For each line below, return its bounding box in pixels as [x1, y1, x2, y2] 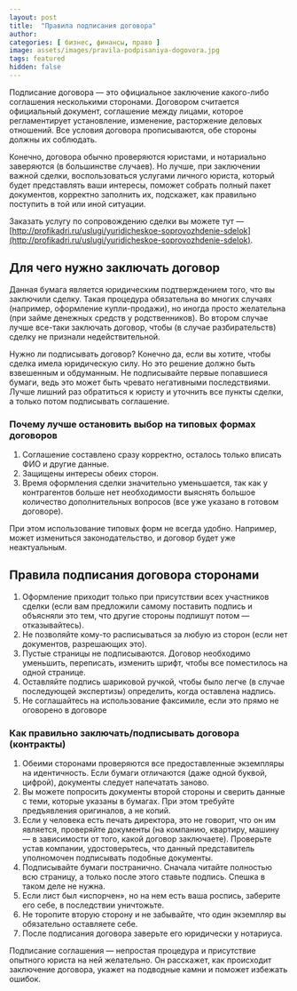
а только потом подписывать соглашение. [9, 396, 170, 406]
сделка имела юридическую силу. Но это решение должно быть [9, 357, 255, 369]
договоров [9, 428, 58, 441]
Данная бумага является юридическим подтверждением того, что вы [9, 284, 276, 294]
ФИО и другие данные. [21, 459, 109, 469]
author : [9, 29, 38, 38]
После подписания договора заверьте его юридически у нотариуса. [21, 928, 283, 939]
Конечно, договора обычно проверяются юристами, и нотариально [9, 151, 267, 162]
